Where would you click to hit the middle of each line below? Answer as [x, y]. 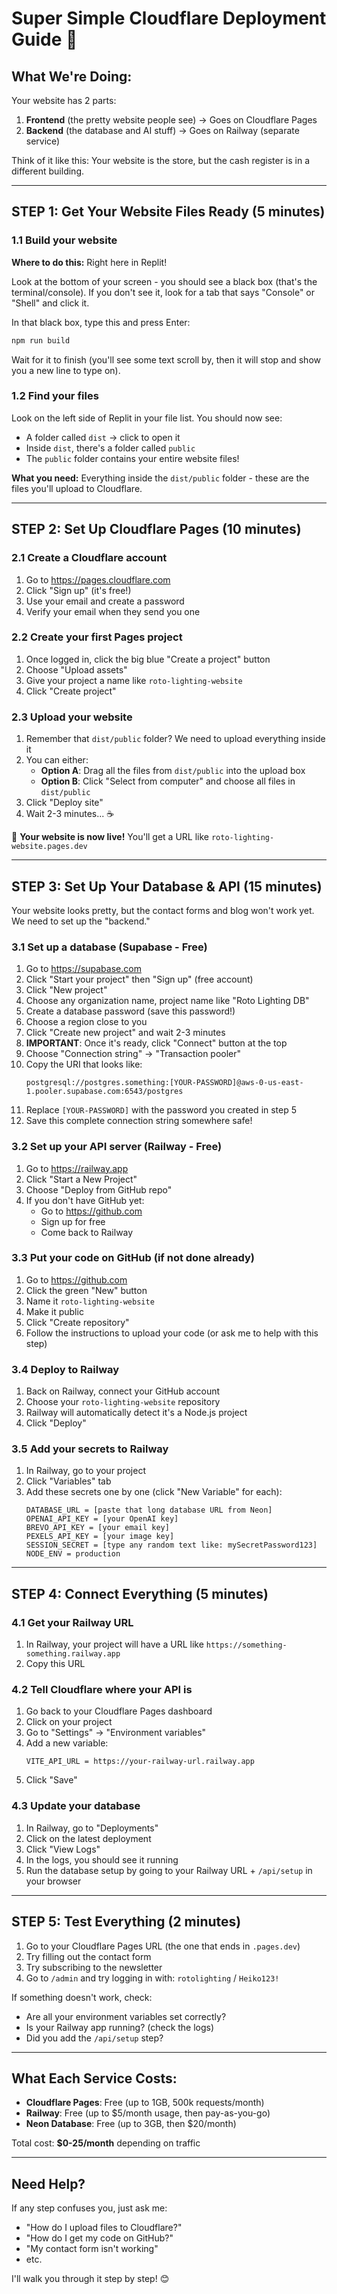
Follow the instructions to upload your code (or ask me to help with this [172, 1333]
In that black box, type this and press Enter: [101, 322]
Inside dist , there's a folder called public [110, 448]
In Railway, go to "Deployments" [92, 1828]
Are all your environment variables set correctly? [126, 2016]
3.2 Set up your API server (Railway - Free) [117, 1147]
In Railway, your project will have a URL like [114, 1644]
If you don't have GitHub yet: [85, 1200]
